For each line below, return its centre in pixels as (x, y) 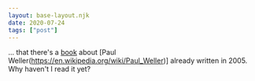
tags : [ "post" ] (33, 30)
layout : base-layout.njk (49, 15)
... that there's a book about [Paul (62, 53)
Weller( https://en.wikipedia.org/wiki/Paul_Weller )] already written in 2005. (128, 61)
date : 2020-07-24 (37, 23)
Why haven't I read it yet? (50, 69)
